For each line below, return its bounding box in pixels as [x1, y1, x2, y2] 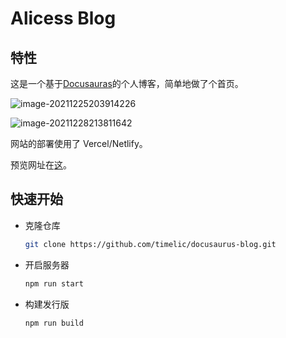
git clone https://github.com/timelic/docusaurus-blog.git [24, 239, 277, 249]
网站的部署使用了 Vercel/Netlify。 [10, 138, 148, 149]
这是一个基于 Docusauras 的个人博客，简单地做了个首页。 [10, 78, 244, 89]
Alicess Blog [10, 7, 117, 30]
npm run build [24, 318, 84, 328]
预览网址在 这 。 [10, 159, 72, 171]
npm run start [24, 278, 84, 289]
